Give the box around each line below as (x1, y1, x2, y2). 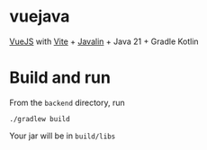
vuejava (9, 6, 70, 27)
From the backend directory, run (9, 97, 126, 108)
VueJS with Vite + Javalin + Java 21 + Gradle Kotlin (9, 36, 200, 47)
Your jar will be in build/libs (9, 130, 116, 141)
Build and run (9, 67, 111, 88)
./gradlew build (9, 114, 70, 123)
